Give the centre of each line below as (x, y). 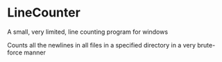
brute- (206, 45)
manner (35, 52)
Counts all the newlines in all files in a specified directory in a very (102, 45)
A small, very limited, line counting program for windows (88, 32)
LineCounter (44, 13)
